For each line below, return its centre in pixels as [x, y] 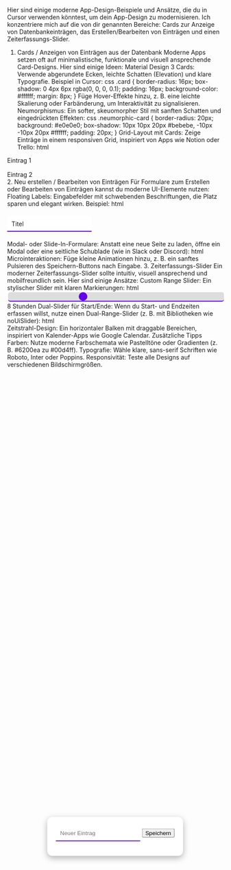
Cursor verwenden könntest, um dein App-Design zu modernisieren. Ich [109, 17]
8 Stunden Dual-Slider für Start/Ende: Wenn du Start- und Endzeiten [104, 306]
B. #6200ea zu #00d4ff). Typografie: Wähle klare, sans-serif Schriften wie [112, 350]
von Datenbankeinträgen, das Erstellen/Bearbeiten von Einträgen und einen [113, 32]
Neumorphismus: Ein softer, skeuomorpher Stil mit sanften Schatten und [119, 110]
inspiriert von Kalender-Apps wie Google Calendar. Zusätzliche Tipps [105, 335]
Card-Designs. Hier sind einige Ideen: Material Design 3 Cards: [106, 67]
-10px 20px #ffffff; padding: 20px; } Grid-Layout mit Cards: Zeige [109, 132]
